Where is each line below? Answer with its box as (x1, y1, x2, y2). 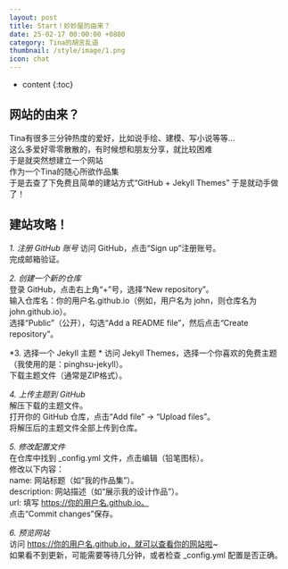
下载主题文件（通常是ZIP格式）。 (9, 370, 128, 381)
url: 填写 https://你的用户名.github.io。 (9, 497, 150, 507)
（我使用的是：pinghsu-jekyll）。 (9, 358, 128, 369)
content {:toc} (21, 79, 74, 89)
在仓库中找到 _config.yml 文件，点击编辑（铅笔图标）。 (9, 452, 209, 463)
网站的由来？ (9, 107, 80, 122)
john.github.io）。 (9, 305, 71, 317)
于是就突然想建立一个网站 (9, 155, 103, 165)
